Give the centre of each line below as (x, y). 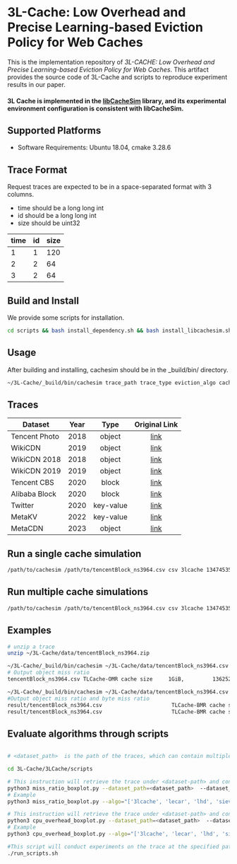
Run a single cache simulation (74, 554)
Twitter (22, 505)
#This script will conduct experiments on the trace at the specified (113, 846)
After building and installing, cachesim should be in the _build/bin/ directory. (118, 369)
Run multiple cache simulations (78, 592)
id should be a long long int (57, 216)
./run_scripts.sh (33, 853)
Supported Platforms (54, 131)
